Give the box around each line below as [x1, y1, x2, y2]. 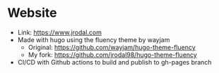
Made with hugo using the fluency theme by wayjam [17, 35, 170, 44]
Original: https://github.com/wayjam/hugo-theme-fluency [28, 43, 196, 51]
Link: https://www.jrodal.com [17, 28, 102, 36]
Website [7, 5, 57, 21]
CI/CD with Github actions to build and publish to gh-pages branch [17, 58, 212, 66]
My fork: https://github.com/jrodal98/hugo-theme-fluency [28, 51, 198, 59]
